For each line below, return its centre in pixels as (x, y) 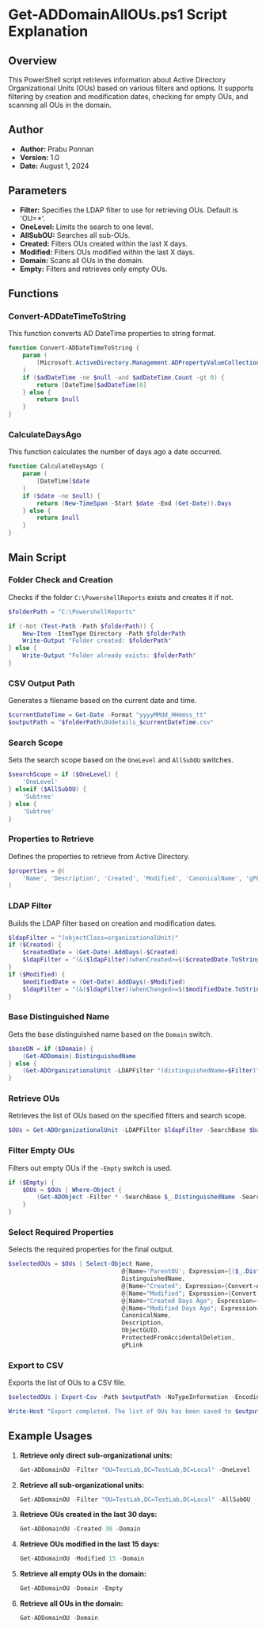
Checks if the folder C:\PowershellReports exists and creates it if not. (121, 597)
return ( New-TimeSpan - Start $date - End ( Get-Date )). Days (134, 503)
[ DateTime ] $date (63, 481)
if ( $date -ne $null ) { (62, 496)
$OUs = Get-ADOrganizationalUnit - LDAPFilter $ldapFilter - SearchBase (127, 1130)
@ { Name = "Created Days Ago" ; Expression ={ (191, 1301)
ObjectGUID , (141, 1330)
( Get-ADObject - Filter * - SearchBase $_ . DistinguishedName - (140, 1197)
